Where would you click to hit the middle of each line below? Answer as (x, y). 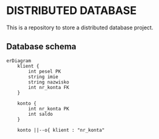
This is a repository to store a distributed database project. (80, 27)
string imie (44, 77)
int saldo (41, 114)
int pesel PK (45, 71)
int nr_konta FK (49, 87)
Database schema (41, 47)
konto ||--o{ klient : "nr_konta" (61, 130)
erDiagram (19, 61)
